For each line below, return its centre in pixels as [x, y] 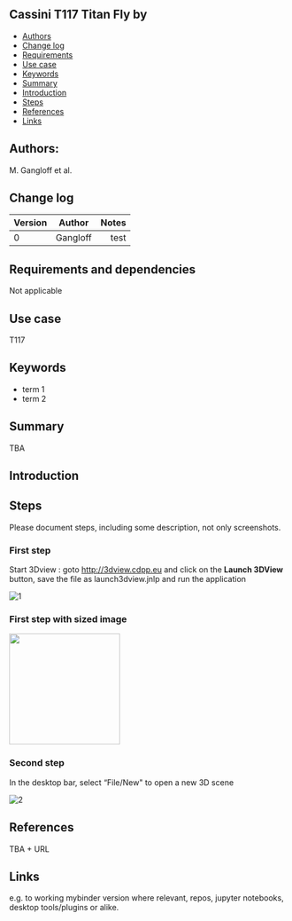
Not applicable [36, 291]
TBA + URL [30, 849]
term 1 [33, 389]
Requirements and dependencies [103, 269]
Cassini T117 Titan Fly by [78, 15]
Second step [37, 763]
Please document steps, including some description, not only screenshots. [145, 527]
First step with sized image [68, 619]
